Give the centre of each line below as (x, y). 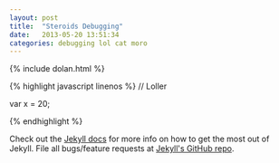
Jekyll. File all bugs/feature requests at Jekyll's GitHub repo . (122, 149)
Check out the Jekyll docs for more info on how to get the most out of (139, 139)
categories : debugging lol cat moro (78, 43)
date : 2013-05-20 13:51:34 (64, 34)
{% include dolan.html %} (58, 69)
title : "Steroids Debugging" (67, 26)
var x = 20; (30, 104)
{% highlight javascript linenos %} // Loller (88, 86)
